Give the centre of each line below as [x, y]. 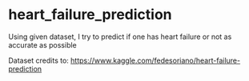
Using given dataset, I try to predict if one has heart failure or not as [120, 37]
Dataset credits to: [39, 60]
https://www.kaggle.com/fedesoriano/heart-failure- [156, 60]
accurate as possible [43, 44]
